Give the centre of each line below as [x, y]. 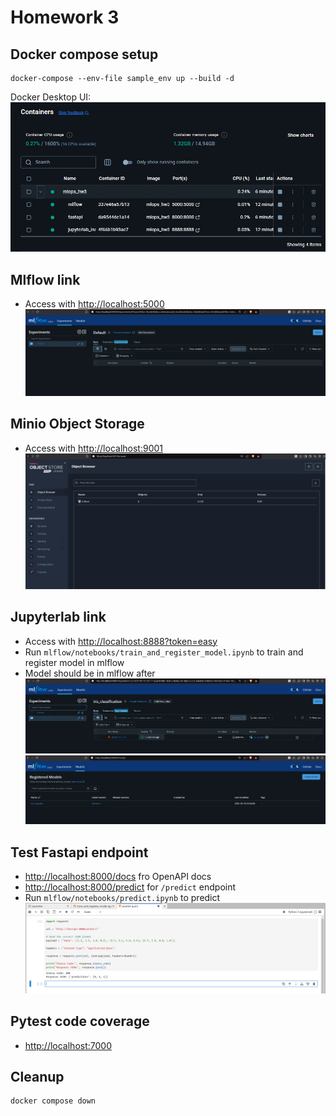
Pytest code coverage [80, 1021]
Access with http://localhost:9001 [94, 448]
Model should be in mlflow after [90, 673]
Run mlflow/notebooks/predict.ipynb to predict [122, 898]
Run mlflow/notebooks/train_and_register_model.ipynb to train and [164, 652]
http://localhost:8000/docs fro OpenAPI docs [118, 877]
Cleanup [37, 1076]
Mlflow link [45, 279]
